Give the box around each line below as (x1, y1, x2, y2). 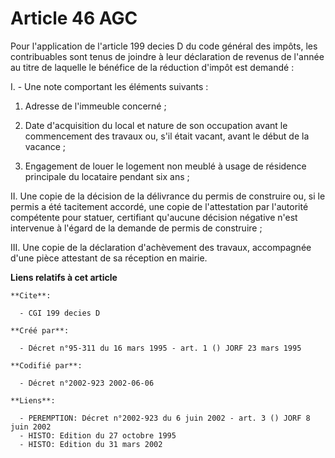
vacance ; (24, 140, 67, 152)
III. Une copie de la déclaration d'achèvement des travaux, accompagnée (10, 241, 312, 253)
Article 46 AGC (10, 7, 138, 30)
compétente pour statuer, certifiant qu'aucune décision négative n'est (10, 211, 298, 223)
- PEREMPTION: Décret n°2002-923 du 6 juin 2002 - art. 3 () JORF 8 (19, 413, 311, 423)
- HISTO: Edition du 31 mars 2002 (19, 439, 163, 449)
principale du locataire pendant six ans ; (24, 170, 190, 182)
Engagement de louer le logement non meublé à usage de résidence (24, 160, 307, 172)
